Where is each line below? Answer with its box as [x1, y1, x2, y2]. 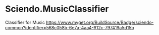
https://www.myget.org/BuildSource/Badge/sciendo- [46, 19, 154, 25]
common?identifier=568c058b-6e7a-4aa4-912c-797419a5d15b [5, 24, 135, 30]
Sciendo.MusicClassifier [5, 3, 109, 15]
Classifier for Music [5, 19, 45, 25]
